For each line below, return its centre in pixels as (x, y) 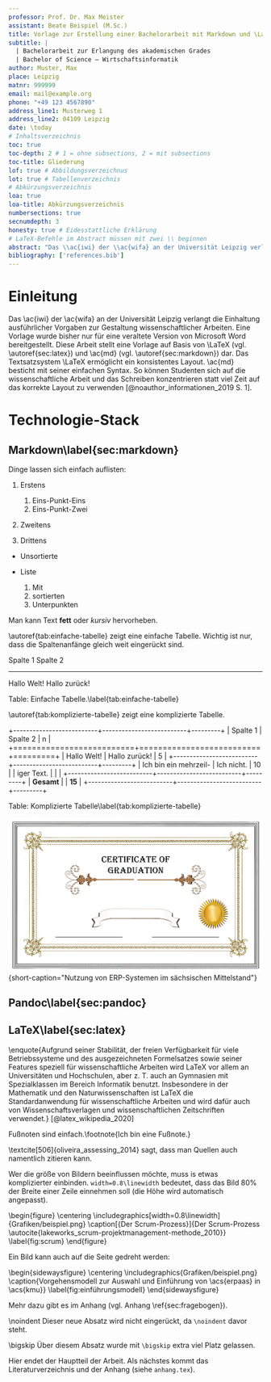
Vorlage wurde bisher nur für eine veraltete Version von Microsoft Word (127, 336)
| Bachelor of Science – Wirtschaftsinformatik (97, 60)
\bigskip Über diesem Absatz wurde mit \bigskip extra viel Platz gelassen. (132, 1345)
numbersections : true (45, 213)
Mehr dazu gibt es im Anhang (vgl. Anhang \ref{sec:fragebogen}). (118, 1305)
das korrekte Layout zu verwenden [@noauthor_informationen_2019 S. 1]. (130, 388)
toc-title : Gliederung (46, 162)
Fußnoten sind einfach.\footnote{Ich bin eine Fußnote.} (100, 1134)
